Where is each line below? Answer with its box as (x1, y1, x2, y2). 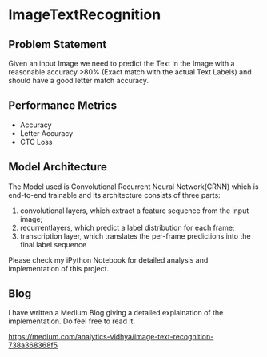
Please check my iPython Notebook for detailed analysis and (8, 255, 209, 265)
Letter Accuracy (19, 128, 74, 138)
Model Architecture (8, 160, 108, 174)
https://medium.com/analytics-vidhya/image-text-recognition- (8, 332, 214, 342)
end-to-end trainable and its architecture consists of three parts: (8, 190, 221, 199)
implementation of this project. (8, 263, 110, 273)
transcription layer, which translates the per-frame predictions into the (19, 231, 251, 241)
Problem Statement (8, 38, 107, 51)
